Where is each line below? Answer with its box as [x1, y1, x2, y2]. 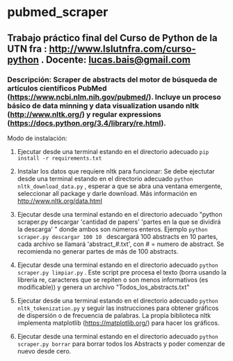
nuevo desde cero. [17, 346, 72, 355]
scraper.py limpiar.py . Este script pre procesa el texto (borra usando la [17, 268, 227, 276]
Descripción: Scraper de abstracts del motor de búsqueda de [7, 75, 218, 84]
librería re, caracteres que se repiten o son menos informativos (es [17, 275, 209, 284]
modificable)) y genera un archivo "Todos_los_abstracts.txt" [17, 283, 190, 291]
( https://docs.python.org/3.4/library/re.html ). [7, 118, 167, 128]
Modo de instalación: [7, 134, 67, 142]
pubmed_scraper [7, 4, 109, 20]
